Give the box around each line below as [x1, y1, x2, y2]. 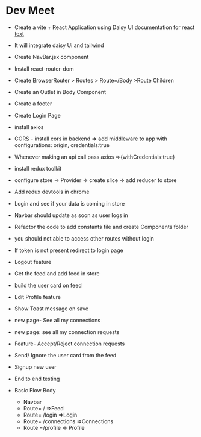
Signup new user [14, 363, 57, 371]
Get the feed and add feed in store [14, 269, 100, 277]
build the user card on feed [14, 281, 82, 289]
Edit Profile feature [14, 293, 61, 300]
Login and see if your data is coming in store [14, 200, 125, 207]
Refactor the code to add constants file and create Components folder [14, 223, 189, 230]
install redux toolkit [14, 165, 61, 172]
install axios [14, 123, 44, 130]
